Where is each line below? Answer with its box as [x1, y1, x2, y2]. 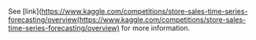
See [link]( [8, 7, 42, 16]
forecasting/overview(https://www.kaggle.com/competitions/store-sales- [8, 15, 247, 24]
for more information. [121, 24, 191, 32]
